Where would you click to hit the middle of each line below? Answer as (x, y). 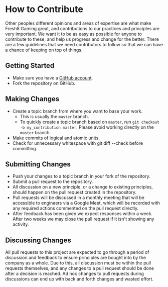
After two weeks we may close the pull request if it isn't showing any (83, 219)
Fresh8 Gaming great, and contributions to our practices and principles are (82, 28)
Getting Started (30, 66)
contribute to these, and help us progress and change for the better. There (82, 39)
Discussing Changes (38, 240)
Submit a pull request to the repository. (53, 181)
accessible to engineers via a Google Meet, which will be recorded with (86, 203)
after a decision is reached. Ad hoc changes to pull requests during (75, 274)
